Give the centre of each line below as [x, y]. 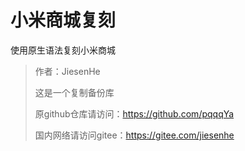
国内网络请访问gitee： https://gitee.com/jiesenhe [134, 135]
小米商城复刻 [63, 20]
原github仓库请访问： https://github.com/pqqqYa [134, 113]
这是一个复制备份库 [74, 92]
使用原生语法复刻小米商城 [63, 50]
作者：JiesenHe [67, 71]
